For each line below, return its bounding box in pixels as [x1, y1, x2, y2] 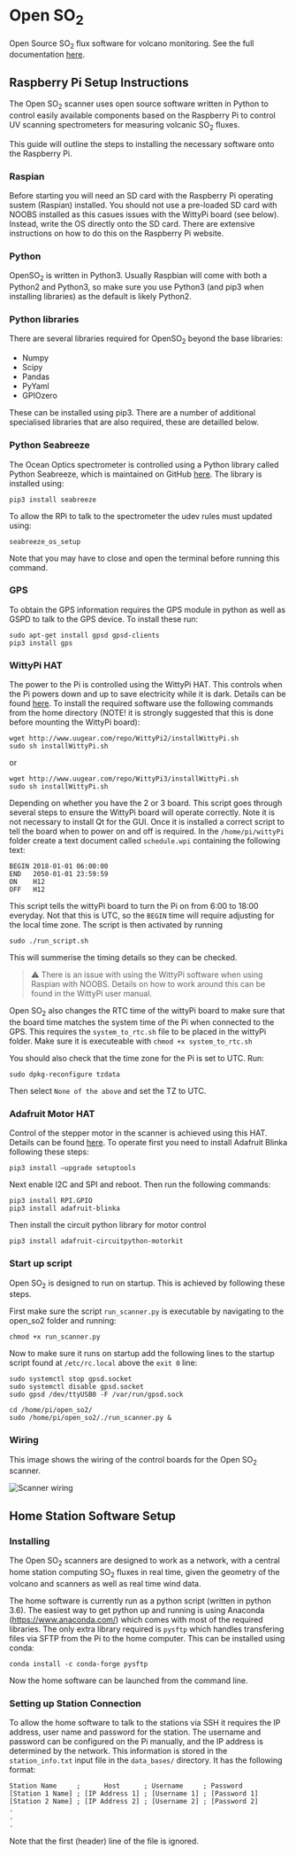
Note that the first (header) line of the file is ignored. [9, 1836, 199, 1846]
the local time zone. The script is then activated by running [9, 920, 224, 930]
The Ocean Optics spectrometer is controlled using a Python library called [9, 459, 279, 470]
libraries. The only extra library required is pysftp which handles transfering [9, 1623, 285, 1634]
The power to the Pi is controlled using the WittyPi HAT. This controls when [9, 679, 283, 690]
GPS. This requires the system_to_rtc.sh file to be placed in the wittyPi [9, 1026, 267, 1036]
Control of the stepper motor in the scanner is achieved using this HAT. [9, 1128, 268, 1138]
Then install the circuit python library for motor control [9, 1220, 207, 1230]
